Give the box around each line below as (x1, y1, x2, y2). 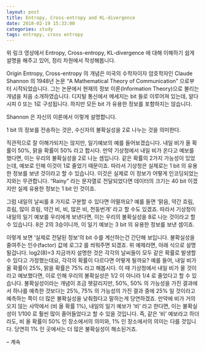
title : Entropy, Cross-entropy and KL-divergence (6, 15, 136, 21)
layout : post (6, 9, 40, 15)
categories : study (6, 26, 53, 32)
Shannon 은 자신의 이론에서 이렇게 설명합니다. (6, 114, 117, 121)
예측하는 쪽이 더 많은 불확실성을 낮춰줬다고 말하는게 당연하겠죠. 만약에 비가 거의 (6, 295, 196, 302)
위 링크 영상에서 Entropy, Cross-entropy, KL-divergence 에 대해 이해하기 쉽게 (6, 49, 195, 57)
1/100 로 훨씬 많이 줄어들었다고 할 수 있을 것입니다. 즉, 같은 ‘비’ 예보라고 (17, 310, 188, 317)
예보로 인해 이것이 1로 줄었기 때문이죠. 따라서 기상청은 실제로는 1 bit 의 (19, 162, 187, 170)
